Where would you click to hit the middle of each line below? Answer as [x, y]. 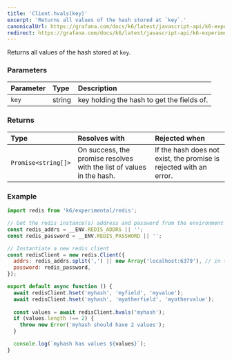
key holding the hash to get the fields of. [143, 99]
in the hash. [96, 175]
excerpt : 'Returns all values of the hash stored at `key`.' [97, 20]
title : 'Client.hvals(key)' [48, 13]
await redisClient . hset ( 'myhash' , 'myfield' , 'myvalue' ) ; [99, 293]
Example [22, 196]
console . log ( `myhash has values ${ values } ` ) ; [80, 344]
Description [97, 88]
